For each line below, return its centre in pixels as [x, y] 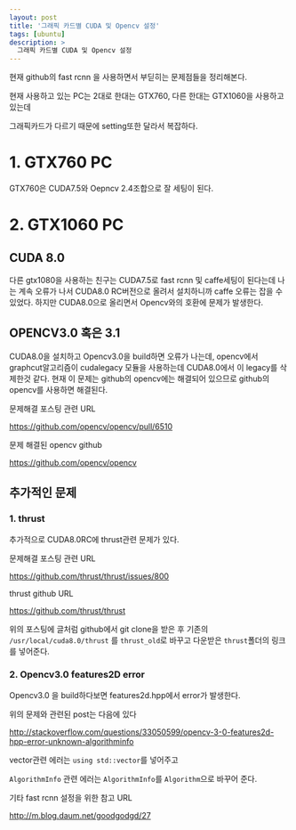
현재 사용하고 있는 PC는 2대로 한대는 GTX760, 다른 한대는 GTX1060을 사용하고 [147, 96]
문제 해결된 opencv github [56, 444]
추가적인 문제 [43, 493]
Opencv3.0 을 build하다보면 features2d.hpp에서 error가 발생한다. [125, 695]
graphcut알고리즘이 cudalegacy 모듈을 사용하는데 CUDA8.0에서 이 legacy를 [144, 367]
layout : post [33, 17]
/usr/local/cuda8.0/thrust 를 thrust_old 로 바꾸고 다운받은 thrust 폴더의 [139, 640]
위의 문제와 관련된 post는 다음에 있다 [73, 714]
